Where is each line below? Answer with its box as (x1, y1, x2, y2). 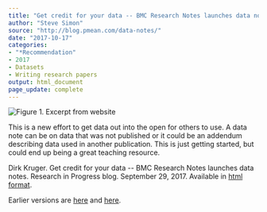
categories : (8, 41, 48, 49)
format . (8, 180, 33, 190)
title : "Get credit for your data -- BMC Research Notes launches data (8, 11, 250, 20)
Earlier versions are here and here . (8, 195, 122, 205)
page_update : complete (8, 85, 83, 94)
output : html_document (8, 78, 83, 86)
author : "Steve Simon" (8, 19, 83, 27)
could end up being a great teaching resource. (8, 148, 161, 157)
